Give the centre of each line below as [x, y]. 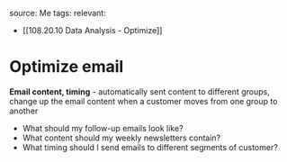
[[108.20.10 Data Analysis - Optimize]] [92, 30]
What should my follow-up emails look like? [103, 128]
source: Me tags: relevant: [58, 13]
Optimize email [67, 67]
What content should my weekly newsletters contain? [121, 138]
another [24, 111]
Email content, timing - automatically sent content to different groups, [139, 91]
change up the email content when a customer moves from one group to [143, 101]
